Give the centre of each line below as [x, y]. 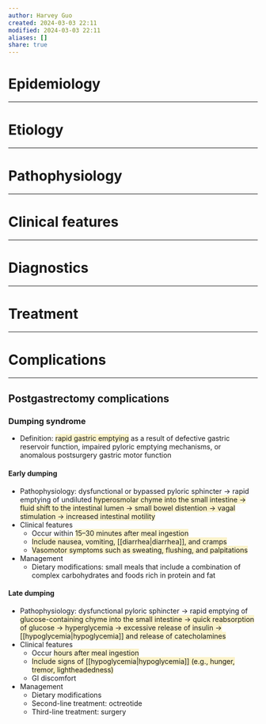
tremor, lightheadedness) [72, 669]
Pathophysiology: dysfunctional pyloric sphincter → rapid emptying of [134, 611]
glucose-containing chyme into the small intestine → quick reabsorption [137, 619]
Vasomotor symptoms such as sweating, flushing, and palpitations [139, 550]
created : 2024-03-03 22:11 [53, 23]
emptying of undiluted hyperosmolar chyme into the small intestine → [133, 499]
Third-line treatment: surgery [79, 711]
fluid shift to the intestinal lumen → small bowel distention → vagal [127, 508]
